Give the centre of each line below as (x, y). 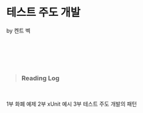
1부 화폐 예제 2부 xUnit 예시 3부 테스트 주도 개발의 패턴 (72, 104)
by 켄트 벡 (18, 31)
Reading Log (40, 78)
